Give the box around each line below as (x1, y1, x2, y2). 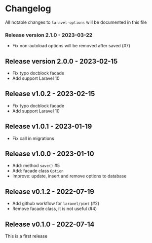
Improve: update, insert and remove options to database (12, 173, 127, 179)
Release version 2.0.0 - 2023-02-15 (5, 57, 118, 66)
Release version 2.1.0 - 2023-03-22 (5, 32, 93, 38)
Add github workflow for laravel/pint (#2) (12, 201, 100, 207)
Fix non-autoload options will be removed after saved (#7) (12, 43, 131, 49)
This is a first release (5, 233, 48, 239)
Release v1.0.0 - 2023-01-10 (5, 150, 95, 158)
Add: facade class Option (12, 168, 64, 174)
